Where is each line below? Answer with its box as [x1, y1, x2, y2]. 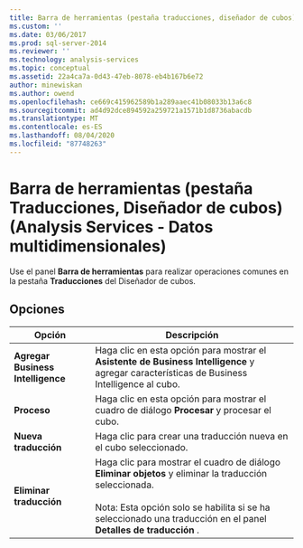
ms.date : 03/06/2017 [9, 30, 87, 39]
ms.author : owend [9, 89, 75, 98]
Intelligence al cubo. [94, 377, 180, 390]
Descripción [165, 328, 219, 341]
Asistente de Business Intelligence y [94, 354, 255, 367]
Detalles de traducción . [94, 524, 200, 536]
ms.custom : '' [9, 22, 63, 31]
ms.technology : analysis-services [9, 55, 140, 64]
